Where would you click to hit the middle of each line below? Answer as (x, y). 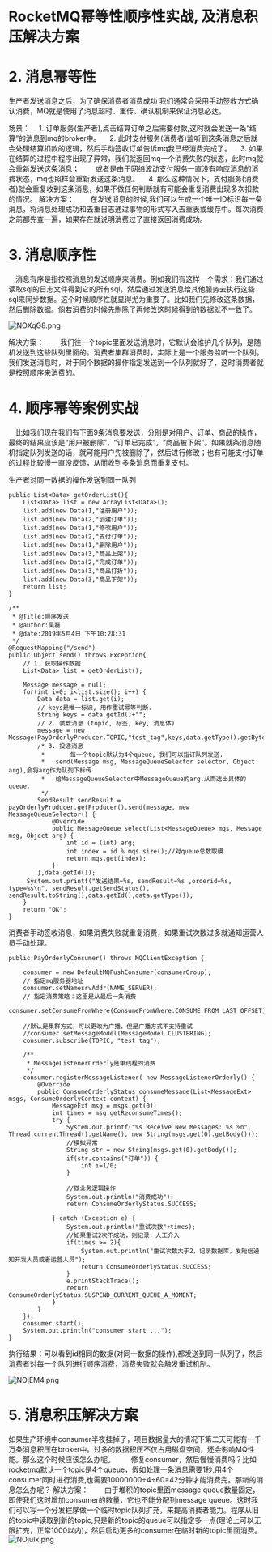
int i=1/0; (99, 1166)
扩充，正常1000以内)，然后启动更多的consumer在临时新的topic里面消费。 (138, 1530)
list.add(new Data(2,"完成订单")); (81, 563)
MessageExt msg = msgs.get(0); (104, 1106)
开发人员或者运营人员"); (50, 1260)
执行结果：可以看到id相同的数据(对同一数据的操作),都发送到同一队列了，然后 (136, 1354)
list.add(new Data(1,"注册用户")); (81, 511)
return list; (45, 587)
